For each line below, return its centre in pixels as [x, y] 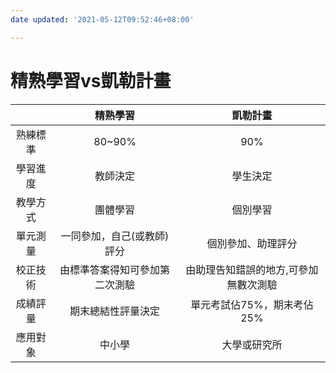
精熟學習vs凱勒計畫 [91, 80]
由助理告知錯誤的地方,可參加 [252, 269]
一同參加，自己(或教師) [115, 236]
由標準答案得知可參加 [110, 269]
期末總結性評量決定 [115, 311]
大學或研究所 [252, 344]
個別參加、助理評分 [252, 243]
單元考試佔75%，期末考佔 [252, 304]
